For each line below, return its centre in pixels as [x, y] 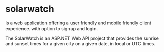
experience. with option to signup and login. [52, 28]
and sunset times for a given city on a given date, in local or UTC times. [80, 43]
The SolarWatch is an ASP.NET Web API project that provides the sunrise [82, 38]
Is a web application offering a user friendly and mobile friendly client [78, 23]
